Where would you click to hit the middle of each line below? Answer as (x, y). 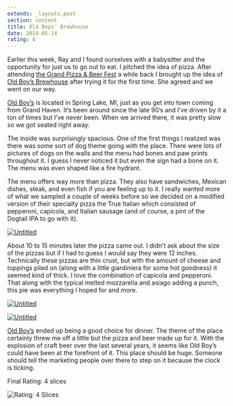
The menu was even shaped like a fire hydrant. (74, 168)
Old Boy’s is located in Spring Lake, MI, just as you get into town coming (110, 103)
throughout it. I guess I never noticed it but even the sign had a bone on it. (113, 160)
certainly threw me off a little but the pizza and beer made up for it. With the (116, 338)
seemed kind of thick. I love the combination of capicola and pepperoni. (110, 276)
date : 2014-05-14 (32, 33)
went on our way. (32, 89)
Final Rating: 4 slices (37, 382)
